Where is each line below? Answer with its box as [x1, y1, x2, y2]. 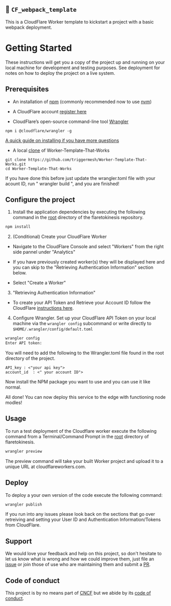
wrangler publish [5, 502, 42, 507]
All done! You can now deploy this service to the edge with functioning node [5, 394, 166, 400]
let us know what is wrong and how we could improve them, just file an [5, 556, 155, 562]
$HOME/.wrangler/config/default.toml [12, 327, 93, 332]
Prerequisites [5, 85, 49, 94]
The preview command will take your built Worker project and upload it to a [5, 458, 163, 464]
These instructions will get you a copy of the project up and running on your [5, 59, 165, 65]
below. [12, 270, 27, 276]
